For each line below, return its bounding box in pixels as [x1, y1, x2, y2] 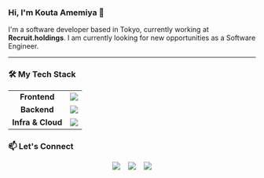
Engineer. [8, 42, 39, 51]
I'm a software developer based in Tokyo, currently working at [8, 25, 210, 35]
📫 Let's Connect [8, 140, 74, 151]
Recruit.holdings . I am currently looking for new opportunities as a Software [8, 33, 256, 42]
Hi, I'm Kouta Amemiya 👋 [8, 7, 104, 18]
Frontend [19, 91, 55, 102]
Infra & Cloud [12, 117, 63, 128]
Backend [20, 104, 54, 114]
